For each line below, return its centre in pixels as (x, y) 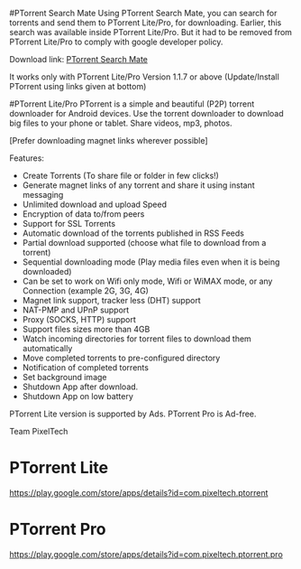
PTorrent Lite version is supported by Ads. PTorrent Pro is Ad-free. (133, 414)
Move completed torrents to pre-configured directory (121, 358)
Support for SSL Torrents (68, 224)
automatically (47, 348)
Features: (27, 158)
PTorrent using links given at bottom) (78, 86)
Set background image (64, 377)
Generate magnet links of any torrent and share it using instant (138, 185)
